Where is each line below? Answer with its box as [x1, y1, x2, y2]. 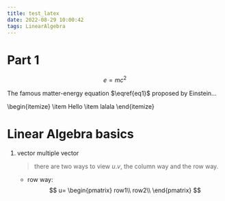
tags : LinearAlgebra [7, 23, 66, 29]
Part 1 [7, 52, 40, 68]
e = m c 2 [103, 75, 127, 84]
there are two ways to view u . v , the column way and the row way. [34, 162, 219, 170]
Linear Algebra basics [7, 126, 135, 142]
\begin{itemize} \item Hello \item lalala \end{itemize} [7, 102, 155, 110]
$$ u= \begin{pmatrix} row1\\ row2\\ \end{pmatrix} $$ [49, 186, 202, 194]
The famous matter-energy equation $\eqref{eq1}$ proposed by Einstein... [7, 89, 217, 97]
